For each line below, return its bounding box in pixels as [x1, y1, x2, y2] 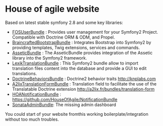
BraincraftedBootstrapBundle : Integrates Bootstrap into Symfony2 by [12, 39, 152, 45]
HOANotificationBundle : [12, 91, 62, 97]
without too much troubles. [5, 116, 59, 122]
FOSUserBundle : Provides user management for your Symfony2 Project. [12, 29, 158, 35]
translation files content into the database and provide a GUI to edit [12, 65, 147, 71]
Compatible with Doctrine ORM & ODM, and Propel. [12, 34, 115, 40]
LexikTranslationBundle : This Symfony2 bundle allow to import [12, 60, 139, 66]
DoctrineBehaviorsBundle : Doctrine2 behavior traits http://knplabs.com [12, 76, 156, 82]
